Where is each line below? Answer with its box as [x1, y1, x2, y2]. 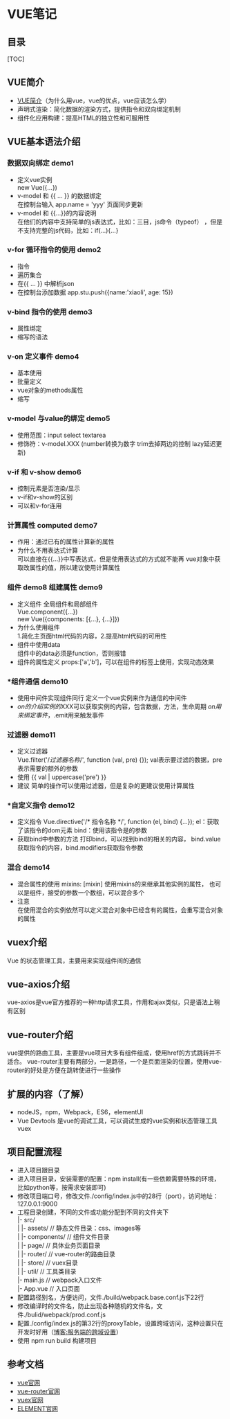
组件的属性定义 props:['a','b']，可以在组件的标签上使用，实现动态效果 [17, 657, 214, 666]
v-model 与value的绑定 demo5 [7, 413, 111, 423]
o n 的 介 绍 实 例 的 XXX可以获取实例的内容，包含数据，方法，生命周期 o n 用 [17, 702, 222, 711]
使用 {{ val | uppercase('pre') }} [17, 773, 107, 781]
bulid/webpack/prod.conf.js [27, 1310, 106, 1319]
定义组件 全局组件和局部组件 [17, 600, 98, 608]
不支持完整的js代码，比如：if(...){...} [17, 226, 119, 234]
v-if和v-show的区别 [17, 492, 73, 501]
